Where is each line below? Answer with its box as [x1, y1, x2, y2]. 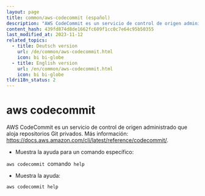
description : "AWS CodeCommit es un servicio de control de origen [6, 20, 182, 26]
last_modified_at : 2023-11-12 [6, 32, 84, 38]
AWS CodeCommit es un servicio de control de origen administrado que [6, 123, 188, 131]
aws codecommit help [6, 184, 59, 190]
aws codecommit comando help [6, 160, 85, 168]
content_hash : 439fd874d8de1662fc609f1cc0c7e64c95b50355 [6, 26, 154, 32]
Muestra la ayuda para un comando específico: [15, 148, 134, 156]
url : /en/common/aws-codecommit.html [17, 65, 113, 72]
